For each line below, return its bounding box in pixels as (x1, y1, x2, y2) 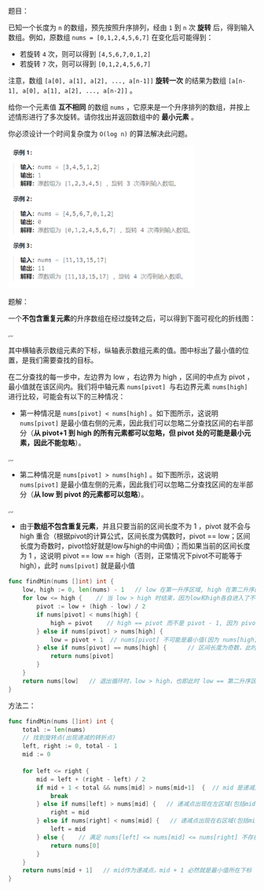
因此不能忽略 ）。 (33, 438, 86, 447)
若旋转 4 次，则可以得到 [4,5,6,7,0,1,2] (19, 50, 152, 58)
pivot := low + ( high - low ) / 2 (36, 603, 146, 611)
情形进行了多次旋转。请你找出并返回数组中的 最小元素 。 (14, 112, 198, 121)
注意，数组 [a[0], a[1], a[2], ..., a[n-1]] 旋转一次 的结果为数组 (8, 76, 226, 85)
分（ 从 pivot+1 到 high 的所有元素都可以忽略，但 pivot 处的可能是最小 (19, 428, 245, 438)
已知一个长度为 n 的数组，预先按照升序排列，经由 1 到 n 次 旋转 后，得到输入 (8, 23, 255, 32)
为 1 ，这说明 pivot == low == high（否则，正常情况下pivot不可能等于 (19, 551, 243, 561)
